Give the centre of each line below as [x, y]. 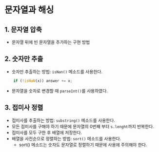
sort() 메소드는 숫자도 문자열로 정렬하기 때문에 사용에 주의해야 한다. [83, 145]
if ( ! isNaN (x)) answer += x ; [43, 81]
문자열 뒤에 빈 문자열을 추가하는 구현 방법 [51, 42]
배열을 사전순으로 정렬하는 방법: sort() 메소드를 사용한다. [66, 138]
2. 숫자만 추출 [24, 59]
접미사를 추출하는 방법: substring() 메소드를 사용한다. [63, 120]
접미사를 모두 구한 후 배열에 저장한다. [47, 133]
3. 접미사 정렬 [24, 108]
